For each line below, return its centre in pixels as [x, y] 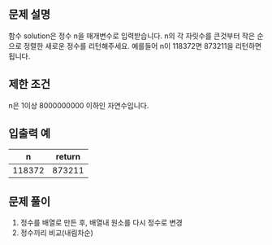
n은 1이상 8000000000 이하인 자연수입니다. [79, 105]
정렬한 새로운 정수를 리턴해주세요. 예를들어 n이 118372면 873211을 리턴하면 [142, 46]
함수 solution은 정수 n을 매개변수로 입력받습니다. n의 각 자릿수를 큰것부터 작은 [132, 36]
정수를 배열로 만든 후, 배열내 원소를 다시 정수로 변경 [101, 223]
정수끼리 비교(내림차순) [56, 233]
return [68, 157]
